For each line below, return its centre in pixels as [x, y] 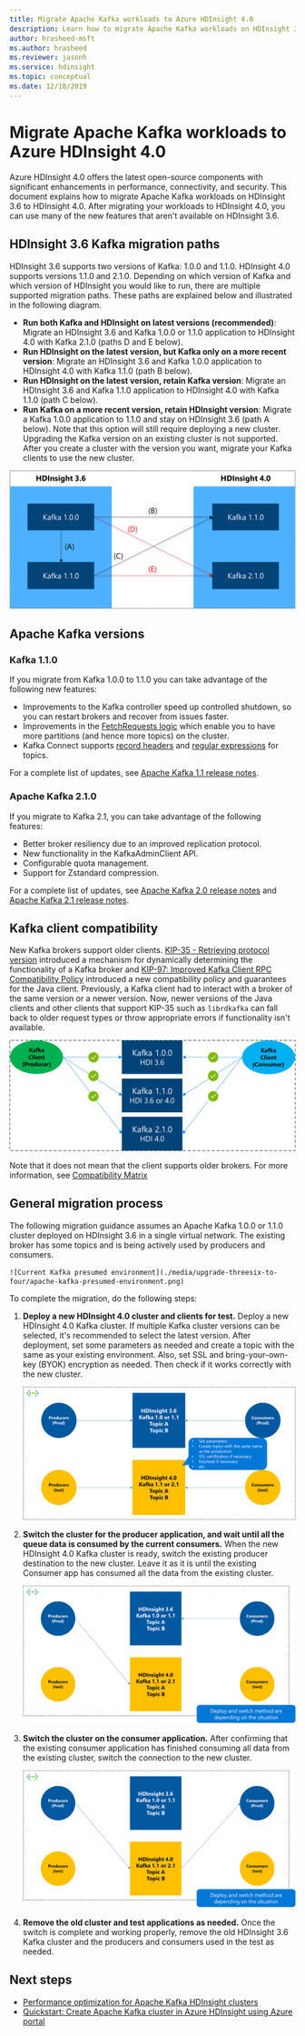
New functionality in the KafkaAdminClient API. [110, 853]
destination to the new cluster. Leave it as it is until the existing [139, 1563]
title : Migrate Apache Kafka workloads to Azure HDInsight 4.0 [132, 19]
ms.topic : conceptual [50, 77]
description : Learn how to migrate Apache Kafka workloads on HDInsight [150, 29]
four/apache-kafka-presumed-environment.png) [97, 1281]
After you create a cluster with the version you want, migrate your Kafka [157, 448]
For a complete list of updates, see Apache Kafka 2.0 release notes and [143, 890]
